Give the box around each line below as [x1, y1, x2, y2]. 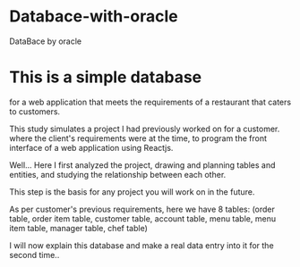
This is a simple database [9, 67, 202, 88]
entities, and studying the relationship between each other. [9, 169, 227, 179]
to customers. [9, 105, 61, 117]
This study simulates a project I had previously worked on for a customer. [9, 123, 280, 134]
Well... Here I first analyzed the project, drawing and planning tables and [9, 159, 276, 171]
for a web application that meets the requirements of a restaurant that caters [9, 96, 292, 107]
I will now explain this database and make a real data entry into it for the [9, 239, 275, 251]
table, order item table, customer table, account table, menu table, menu [9, 213, 276, 224]
